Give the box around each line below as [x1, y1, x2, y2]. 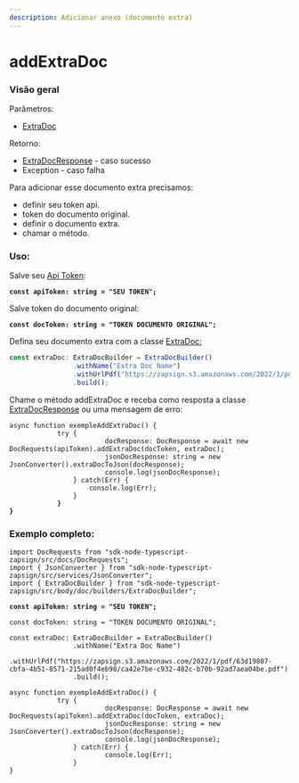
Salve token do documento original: [9, 303, 140, 314]
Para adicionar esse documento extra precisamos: [9, 182, 194, 193]
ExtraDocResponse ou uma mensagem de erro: [9, 403, 183, 415]
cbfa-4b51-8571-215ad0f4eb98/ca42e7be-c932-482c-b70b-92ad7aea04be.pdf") [9, 665, 289, 674]
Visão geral [9, 83, 60, 95]
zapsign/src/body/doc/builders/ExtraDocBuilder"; [9, 587, 198, 596]
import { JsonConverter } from [9, 564, 125, 573]
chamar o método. [21, 228, 90, 239]
